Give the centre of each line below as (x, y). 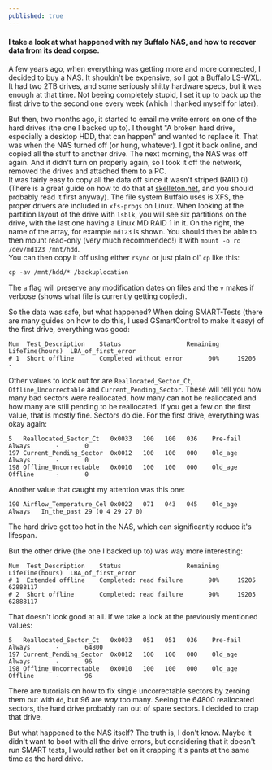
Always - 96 (50, 661)
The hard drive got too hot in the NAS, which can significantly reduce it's (130, 527)
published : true (36, 16)
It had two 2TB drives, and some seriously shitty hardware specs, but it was (135, 85)
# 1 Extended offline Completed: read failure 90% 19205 (132, 580)
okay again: (28, 423)
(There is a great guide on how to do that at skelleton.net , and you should (131, 188)
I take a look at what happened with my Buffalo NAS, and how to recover (132, 42)
